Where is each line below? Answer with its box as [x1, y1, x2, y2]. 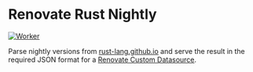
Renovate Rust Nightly [8, 5, 157, 23]
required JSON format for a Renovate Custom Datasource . [8, 55, 197, 64]
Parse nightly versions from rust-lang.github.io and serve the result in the [8, 46, 245, 56]
